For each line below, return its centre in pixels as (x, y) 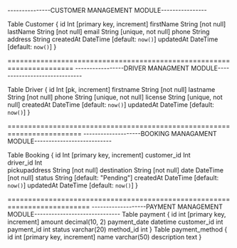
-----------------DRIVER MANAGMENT (132, 68)
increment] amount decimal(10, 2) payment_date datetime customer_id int (115, 222)
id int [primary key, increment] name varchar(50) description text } (105, 237)
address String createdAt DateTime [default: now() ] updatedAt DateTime (113, 39)
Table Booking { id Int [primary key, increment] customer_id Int (99, 155)
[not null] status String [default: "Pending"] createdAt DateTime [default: (113, 178)
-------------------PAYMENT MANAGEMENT (157, 207)
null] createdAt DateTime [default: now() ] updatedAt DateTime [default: (111, 105)
